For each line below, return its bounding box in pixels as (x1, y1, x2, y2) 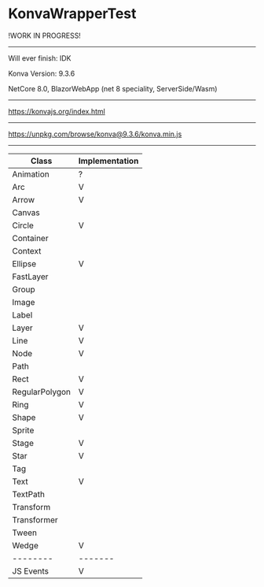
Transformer (12, 514, 59, 525)
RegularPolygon (12, 386, 71, 397)
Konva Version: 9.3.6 (8, 69, 75, 78)
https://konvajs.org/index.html (8, 106, 106, 116)
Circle (12, 220, 34, 231)
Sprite (12, 425, 35, 436)
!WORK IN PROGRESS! (8, 31, 81, 40)
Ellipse (12, 258, 37, 269)
